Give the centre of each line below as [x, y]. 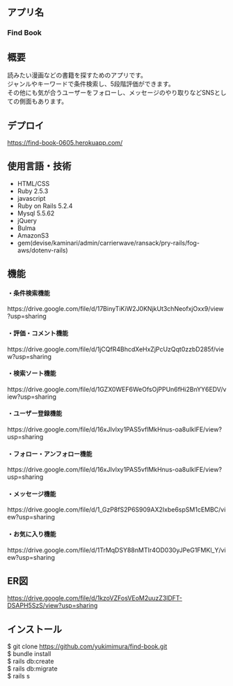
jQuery [27, 220]
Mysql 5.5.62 [36, 213]
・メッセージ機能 [32, 494]
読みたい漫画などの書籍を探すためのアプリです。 [77, 75]
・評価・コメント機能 [38, 333]
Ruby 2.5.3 [33, 191]
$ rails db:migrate [32, 669]
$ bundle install [29, 654]
